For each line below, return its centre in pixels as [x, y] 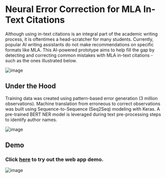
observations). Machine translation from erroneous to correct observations [83, 104]
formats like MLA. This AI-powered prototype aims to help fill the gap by [80, 50]
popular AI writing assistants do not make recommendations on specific [79, 44]
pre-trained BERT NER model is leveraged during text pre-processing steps [83, 114]
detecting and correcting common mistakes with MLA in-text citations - [79, 55]
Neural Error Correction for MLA [73, 9]
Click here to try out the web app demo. [55, 159]
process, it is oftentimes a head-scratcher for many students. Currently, [79, 39]
